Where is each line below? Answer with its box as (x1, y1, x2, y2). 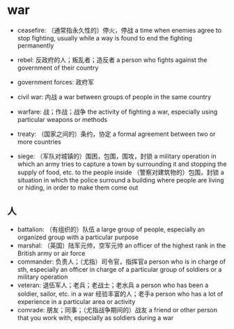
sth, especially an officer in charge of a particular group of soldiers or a (17, 265, 222, 273)
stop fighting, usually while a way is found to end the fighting (17, 33, 193, 42)
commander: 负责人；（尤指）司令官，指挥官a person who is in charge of (17, 257, 226, 266)
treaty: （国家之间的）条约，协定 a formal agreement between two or (17, 130, 216, 138)
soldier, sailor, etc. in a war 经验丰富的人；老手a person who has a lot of (17, 289, 224, 298)
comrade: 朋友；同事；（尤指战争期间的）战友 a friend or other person (17, 305, 218, 314)
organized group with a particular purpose (17, 233, 139, 241)
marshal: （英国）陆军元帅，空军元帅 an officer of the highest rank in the (17, 241, 226, 250)
